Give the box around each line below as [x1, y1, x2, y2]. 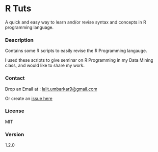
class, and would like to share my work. [5, 62, 85, 69]
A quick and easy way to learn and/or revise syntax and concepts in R [5, 19, 146, 25]
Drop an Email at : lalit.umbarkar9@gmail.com [5, 86, 98, 92]
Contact [5, 75, 25, 81]
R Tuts [5, 3, 31, 14]
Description [5, 36, 34, 43]
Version [5, 131, 25, 138]
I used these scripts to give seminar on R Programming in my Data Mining [5, 57, 154, 63]
